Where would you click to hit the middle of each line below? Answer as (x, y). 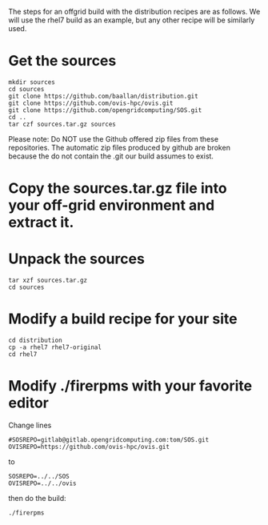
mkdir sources (32, 82)
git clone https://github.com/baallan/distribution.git (103, 96)
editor (29, 403)
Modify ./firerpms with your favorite (130, 386)
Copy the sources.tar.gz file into (118, 188)
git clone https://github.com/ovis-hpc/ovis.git (91, 103)
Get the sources (62, 61)
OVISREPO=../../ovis (43, 483)
